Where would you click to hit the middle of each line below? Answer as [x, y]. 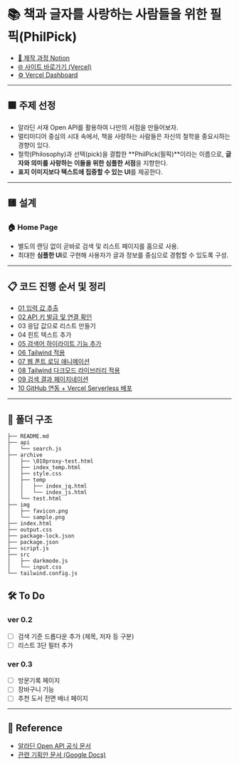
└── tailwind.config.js [43, 574]
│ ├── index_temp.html [44, 468]
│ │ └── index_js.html [47, 493]
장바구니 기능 [36, 689]
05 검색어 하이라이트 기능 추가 [59, 344]
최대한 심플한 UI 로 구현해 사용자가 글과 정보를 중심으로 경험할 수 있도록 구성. [123, 255]
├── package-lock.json [41, 536]
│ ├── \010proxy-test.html [51, 461]
